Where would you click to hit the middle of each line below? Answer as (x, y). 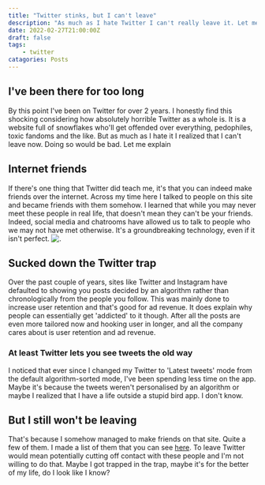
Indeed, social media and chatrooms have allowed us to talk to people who (129, 221)
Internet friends (48, 169)
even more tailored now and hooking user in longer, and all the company (125, 324)
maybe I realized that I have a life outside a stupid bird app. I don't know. (126, 395)
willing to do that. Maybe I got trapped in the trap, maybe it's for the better (129, 464)
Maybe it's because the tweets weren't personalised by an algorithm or (124, 387)
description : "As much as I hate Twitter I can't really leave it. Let (128, 23)
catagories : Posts (38, 60)
